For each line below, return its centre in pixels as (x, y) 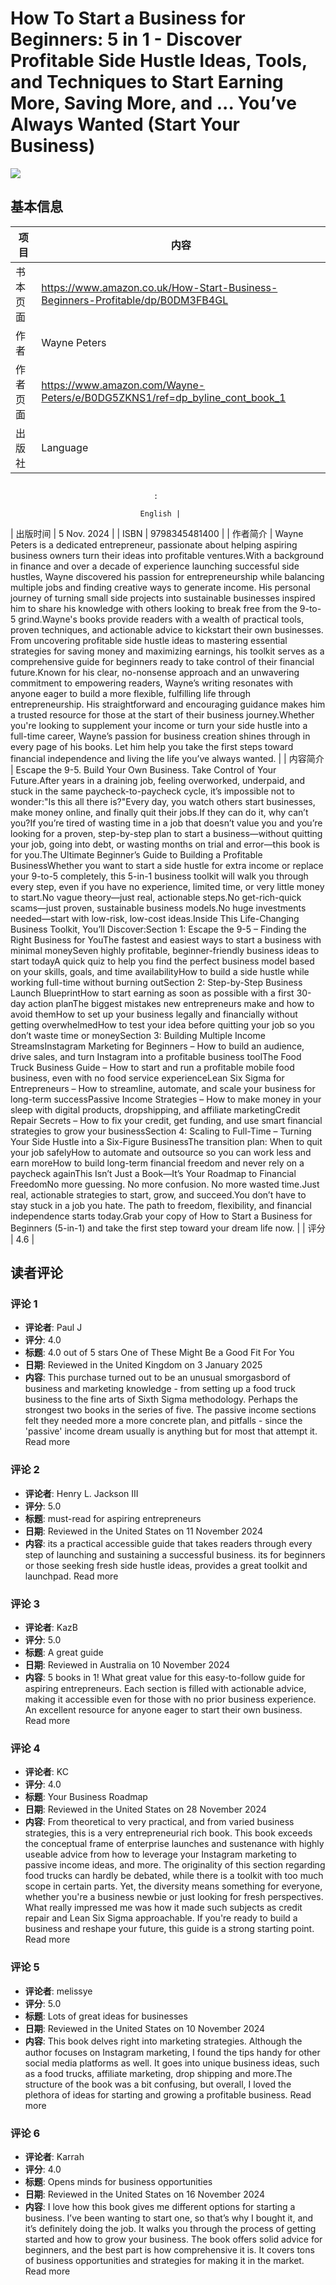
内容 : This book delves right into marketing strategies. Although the (163, 2041)
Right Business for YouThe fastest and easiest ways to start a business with (166, 939)
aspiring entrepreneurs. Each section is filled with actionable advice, (165, 1689)
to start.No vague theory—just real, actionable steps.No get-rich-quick (156, 897)
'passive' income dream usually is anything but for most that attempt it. (171, 1431)
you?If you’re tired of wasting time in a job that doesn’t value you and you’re (166, 823)
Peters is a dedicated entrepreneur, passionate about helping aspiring (154, 544)
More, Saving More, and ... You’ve (153, 103)
